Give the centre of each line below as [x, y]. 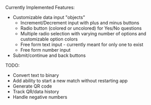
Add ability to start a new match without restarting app [70, 81]
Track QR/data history [36, 91]
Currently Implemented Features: [40, 7]
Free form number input [45, 50]
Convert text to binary [36, 75]
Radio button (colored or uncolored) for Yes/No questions [81, 28]
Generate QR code [32, 86]
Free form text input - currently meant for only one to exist [82, 45]
